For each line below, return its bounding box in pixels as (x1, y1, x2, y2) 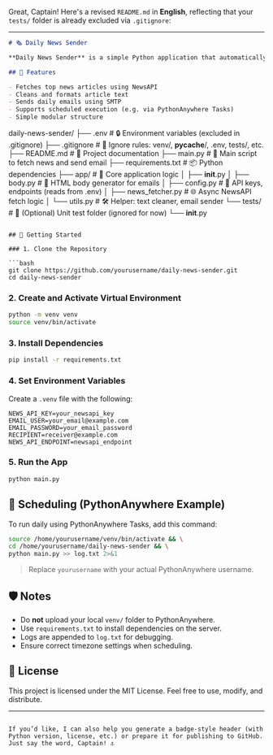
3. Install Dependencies (8, 337, 104, 349)
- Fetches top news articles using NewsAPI (8, 83, 158, 91)
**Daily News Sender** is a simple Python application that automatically (8, 53, 267, 62)
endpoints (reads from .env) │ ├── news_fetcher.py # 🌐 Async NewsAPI (8, 187, 252, 196)
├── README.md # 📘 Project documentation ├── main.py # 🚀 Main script (8, 149, 258, 158)
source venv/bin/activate (8, 319, 96, 327)
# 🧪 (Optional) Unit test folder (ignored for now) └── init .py (8, 208, 207, 218)
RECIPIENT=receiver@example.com (8, 431, 118, 439)
